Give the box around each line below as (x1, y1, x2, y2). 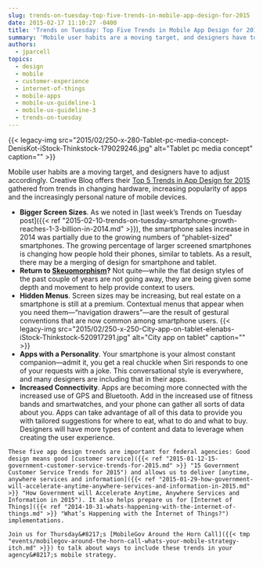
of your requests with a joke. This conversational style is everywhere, (19, 366, 244, 375)
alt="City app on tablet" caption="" (131, 332, 246, 342)
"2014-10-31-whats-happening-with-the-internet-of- (63, 503, 236, 510)
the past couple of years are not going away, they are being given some (19, 274, 252, 283)
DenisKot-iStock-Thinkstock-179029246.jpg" (8, 143, 153, 153)
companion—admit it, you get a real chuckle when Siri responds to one (19, 357, 248, 367)
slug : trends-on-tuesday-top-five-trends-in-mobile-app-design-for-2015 (8, 11, 250, 20)
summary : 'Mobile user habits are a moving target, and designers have (8, 33, 247, 42)
